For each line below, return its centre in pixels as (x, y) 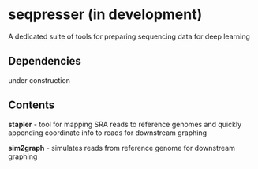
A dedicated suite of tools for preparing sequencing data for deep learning (129, 36)
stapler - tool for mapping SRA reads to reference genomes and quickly (125, 124)
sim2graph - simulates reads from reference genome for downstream (122, 148)
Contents (32, 105)
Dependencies (45, 61)
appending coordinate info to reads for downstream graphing (108, 133)
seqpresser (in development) (105, 15)
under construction (39, 80)
